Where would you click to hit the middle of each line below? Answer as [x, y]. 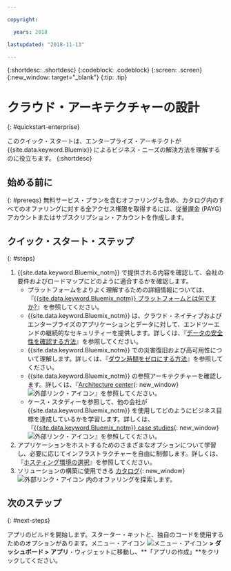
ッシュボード [25, 552]
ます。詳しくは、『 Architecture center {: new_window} [103, 384]
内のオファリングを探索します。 [131, 479]
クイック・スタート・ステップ [71, 241]
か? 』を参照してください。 [65, 307]
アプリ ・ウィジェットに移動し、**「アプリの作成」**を [129, 552]
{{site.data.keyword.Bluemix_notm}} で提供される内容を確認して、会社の [120, 272]
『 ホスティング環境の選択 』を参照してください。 [87, 462]
